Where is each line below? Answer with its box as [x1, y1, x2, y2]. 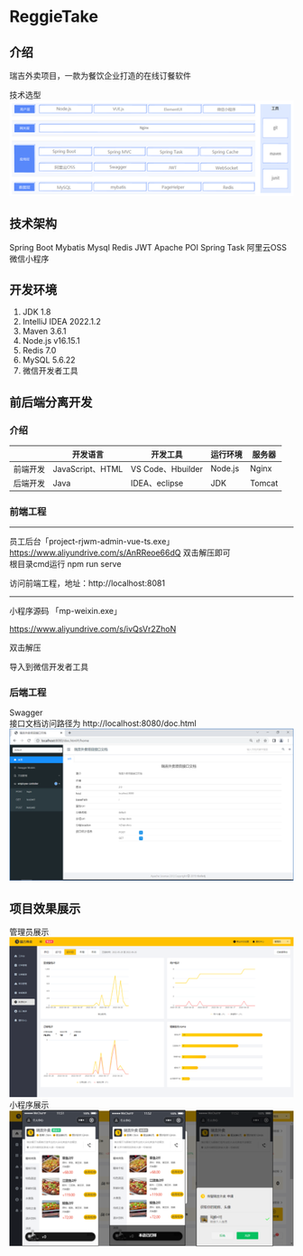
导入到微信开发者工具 [9, 661, 88, 672]
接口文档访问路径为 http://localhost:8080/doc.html [9, 718, 197, 729]
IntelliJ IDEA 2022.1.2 [22, 316, 101, 327]
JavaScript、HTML [52, 463, 124, 474]
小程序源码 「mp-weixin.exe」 [9, 605, 122, 616]
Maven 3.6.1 [22, 326, 67, 336]
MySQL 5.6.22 [22, 354, 76, 365]
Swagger [9, 707, 43, 718]
